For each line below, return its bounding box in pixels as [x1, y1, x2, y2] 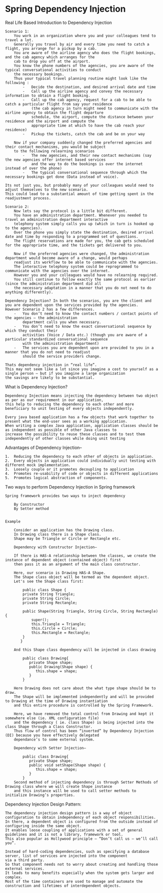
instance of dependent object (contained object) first [5, 557, 121, 562]
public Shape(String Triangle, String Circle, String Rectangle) [22, 609, 159, 614]
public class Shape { [22, 587, 67, 592]
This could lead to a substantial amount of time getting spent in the [5, 191, 154, 196]
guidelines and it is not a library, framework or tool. [5, 832, 123, 837]
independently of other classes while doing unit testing [5, 436, 125, 441]
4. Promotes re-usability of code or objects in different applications [5, 471, 159, 476]
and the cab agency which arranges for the [5, 55, 95, 60]
